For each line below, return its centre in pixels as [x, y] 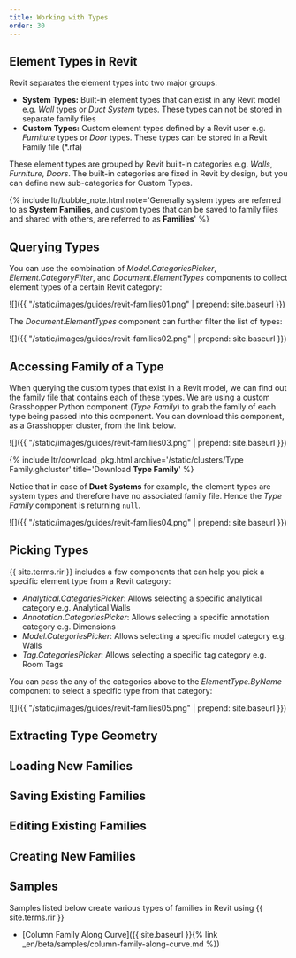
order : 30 [27, 26]
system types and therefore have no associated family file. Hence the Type [146, 495]
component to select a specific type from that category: [111, 690]
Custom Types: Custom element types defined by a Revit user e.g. [144, 129]
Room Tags [42, 664]
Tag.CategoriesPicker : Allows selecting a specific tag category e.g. [144, 654]
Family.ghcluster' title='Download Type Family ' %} [102, 469]
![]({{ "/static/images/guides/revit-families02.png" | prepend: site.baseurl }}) [148, 339]
